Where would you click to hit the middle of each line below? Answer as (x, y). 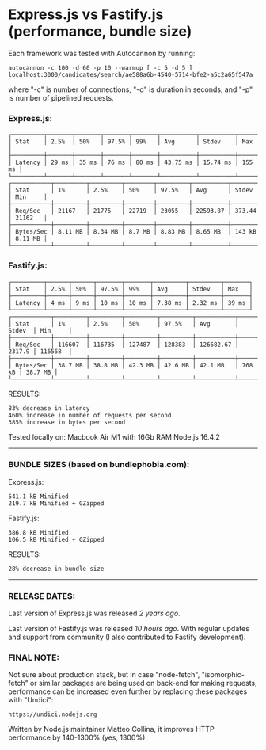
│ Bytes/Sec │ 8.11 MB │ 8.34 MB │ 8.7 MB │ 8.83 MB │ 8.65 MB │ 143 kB (133, 232)
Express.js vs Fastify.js (86, 15)
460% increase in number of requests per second (90, 415)
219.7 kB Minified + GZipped (56, 503)
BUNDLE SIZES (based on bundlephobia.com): (99, 465)
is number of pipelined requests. (61, 97)
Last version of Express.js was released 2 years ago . (94, 613)
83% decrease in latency (49, 408)
